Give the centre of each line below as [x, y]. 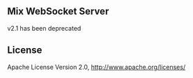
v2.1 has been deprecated [44, 28]
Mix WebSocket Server [58, 11]
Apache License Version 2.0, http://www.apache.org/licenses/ [96, 67]
